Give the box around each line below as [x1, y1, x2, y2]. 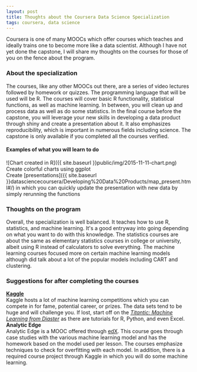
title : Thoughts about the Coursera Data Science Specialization [6, 14, 169, 20]
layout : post [6, 8, 38, 15]
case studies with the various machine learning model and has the [6, 334, 166, 341]
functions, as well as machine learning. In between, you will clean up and [6, 101, 183, 108]
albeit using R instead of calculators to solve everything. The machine [6, 244, 175, 251]
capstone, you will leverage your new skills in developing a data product [6, 114, 181, 121]
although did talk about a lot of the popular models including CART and [6, 256, 178, 263]
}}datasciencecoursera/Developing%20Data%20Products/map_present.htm [6, 178, 191, 185]
